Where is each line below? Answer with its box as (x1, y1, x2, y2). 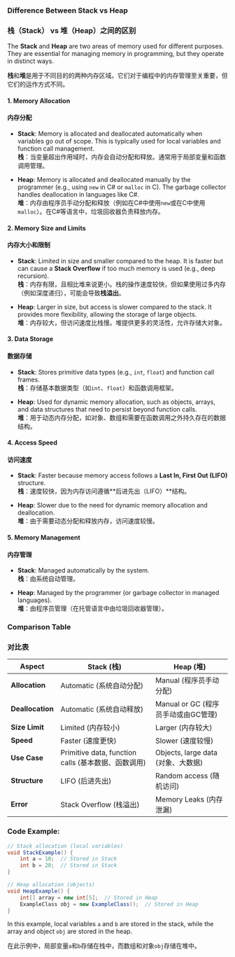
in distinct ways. (7, 57, 55, 65)
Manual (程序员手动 (155, 676, 220, 685)
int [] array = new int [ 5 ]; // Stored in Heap (20, 894, 158, 901)
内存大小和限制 (7, 241, 50, 249)
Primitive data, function (60, 748, 137, 757)
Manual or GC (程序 (155, 699, 220, 709)
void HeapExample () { (7, 888, 71, 895)
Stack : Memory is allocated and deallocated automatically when (17, 130, 203, 138)
